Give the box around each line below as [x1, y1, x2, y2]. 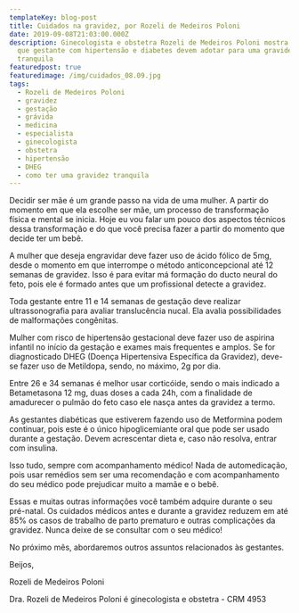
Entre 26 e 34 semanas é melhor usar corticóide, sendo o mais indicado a [9, 378, 280, 389]
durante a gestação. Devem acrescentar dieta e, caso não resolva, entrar [9, 434, 278, 444]
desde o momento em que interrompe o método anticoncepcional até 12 [9, 260, 274, 270]
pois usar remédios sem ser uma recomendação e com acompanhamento [9, 469, 280, 480]
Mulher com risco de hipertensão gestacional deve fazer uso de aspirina [9, 332, 275, 344]
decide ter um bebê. [9, 233, 84, 244]
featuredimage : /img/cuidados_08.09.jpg [9, 71, 162, 80]
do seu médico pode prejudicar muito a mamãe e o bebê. [9, 479, 220, 490]
